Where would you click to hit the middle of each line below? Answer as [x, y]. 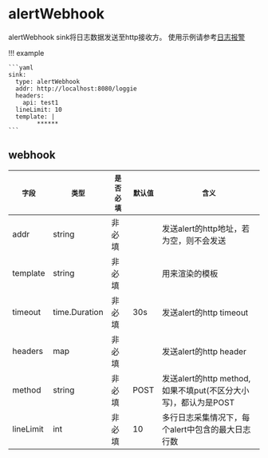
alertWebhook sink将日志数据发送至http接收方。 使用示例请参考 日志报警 [127, 37]
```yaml [21, 68]
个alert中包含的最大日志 [207, 429]
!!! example [26, 53]
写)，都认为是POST [199, 402]
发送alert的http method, [207, 378]
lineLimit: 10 [39, 110]
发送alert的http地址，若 [206, 229]
